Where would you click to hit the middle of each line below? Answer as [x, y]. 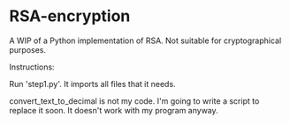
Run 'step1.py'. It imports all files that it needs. [92, 84]
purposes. [28, 49]
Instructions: [32, 67]
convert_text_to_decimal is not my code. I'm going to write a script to [134, 101]
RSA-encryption [70, 16]
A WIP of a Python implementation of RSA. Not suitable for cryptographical [145, 40]
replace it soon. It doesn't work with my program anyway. [114, 110]
